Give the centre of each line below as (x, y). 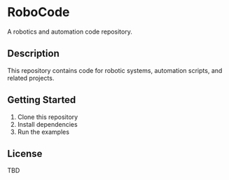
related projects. (31, 78)
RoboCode (39, 12)
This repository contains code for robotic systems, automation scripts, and (115, 70)
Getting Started (42, 100)
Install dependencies (48, 124)
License (25, 154)
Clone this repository (48, 117)
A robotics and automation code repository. (70, 32)
